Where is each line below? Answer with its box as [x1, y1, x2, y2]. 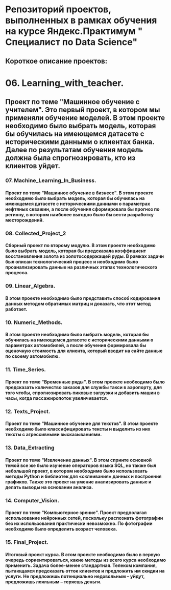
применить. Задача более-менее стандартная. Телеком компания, [5, 562, 157, 568]
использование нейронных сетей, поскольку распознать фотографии [5, 515, 163, 521]
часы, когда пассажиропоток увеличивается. [5, 395, 109, 401]
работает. [5, 306, 28, 312]
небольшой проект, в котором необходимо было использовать [5, 467, 148, 474]
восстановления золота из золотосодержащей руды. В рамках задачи [5, 253, 164, 259]
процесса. [5, 270, 29, 276]
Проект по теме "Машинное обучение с [5, 97, 140, 106]
